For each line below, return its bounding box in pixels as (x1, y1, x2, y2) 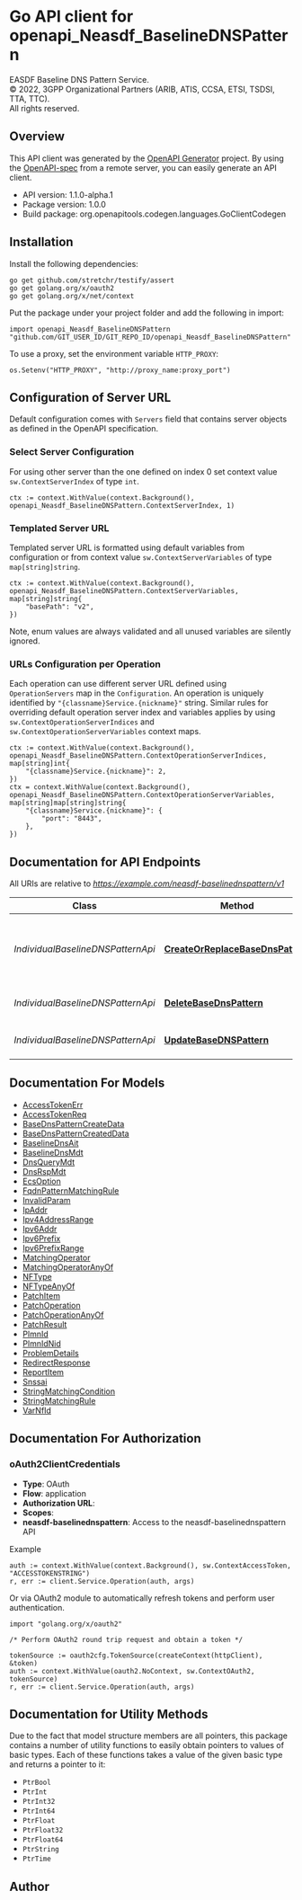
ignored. (9, 635, 40, 646)
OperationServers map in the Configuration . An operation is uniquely (9, 688, 264, 698)
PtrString (22, 1845, 60, 1854)
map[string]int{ (9, 759, 70, 768)
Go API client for (9, 6, 134, 27)
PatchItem (22, 1290, 61, 1301)
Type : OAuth (22, 1478, 70, 1489)
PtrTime (22, 1854, 51, 1864)
